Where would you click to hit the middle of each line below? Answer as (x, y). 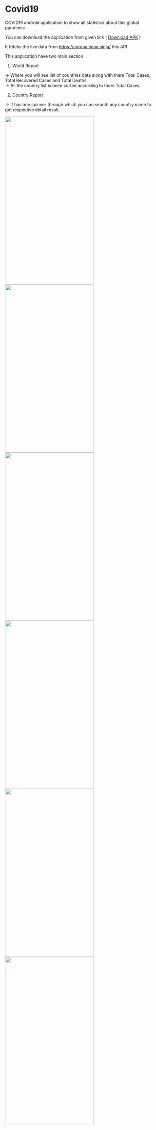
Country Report (28, 95)
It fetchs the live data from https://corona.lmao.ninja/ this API (66, 46)
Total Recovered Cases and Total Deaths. (47, 80)
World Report (25, 66)
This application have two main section (44, 56)
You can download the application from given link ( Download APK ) (73, 37)
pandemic (15, 27)
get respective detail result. (32, 110)
